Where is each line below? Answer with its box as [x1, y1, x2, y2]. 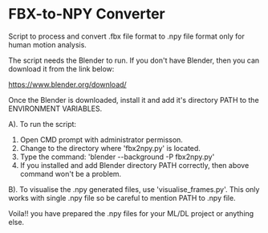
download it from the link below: [8, 63, 115, 73]
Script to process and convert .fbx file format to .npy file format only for [8, 31, 245, 41]
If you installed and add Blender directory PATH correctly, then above [19, 160, 250, 170]
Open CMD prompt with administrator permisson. [19, 134, 183, 145]
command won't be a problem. [19, 169, 122, 178]
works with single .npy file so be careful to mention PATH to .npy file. [8, 193, 236, 202]
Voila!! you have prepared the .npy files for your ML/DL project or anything [8, 208, 254, 218]
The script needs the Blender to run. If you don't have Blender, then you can [8, 55, 260, 65]
